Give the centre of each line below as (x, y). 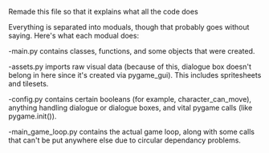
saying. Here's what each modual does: (73, 36)
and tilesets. (29, 84)
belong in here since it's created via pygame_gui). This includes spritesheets (135, 75)
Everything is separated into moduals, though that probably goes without (129, 27)
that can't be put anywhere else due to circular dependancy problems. (124, 140)
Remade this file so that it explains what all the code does (103, 12)
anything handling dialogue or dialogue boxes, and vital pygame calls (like (130, 108)
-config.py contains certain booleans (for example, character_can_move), (130, 99)
